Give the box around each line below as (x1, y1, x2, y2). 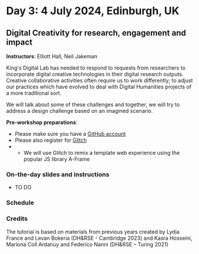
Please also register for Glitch (14, 136, 87, 144)
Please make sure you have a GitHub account (14, 131, 126, 137)
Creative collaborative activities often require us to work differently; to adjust (6, 77, 193, 84)
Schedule (6, 199, 34, 207)
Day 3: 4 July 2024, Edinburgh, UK (6, 4, 179, 18)
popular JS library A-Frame (23, 155, 90, 163)
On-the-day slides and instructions (6, 170, 110, 179)
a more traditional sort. (6, 90, 62, 96)
